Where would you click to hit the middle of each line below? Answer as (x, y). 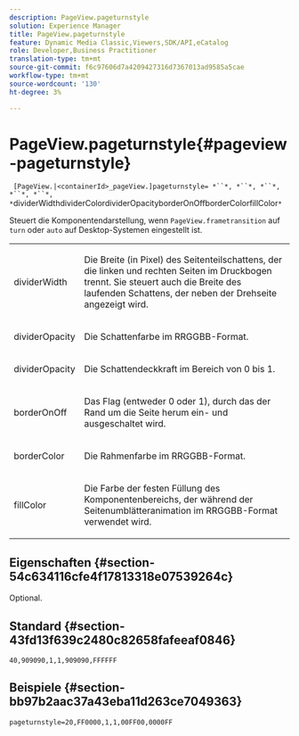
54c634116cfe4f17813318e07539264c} (121, 576)
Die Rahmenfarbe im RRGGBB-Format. (165, 456)
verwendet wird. (118, 522)
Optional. (26, 598)
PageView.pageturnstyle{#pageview (148, 144)
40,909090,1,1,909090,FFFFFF (63, 661)
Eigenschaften (50, 562)
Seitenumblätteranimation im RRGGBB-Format (181, 511)
